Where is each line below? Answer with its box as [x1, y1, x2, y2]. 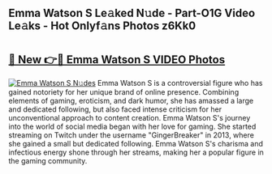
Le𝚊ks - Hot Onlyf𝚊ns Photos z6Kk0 [8, 19, 196, 33]
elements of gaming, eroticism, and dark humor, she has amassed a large [8, 96, 254, 105]
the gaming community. [8, 156, 88, 165]
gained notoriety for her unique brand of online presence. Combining [8, 87, 240, 96]
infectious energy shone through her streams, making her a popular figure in [8, 147, 264, 157]
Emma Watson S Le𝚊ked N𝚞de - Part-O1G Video [8, 6, 256, 20]
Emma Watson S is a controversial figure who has [97, 79, 263, 87]
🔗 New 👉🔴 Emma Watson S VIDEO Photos [8, 53, 226, 66]
